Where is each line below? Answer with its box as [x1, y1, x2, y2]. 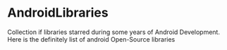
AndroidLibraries [7, 5, 109, 21]
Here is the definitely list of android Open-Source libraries [7, 35, 176, 43]
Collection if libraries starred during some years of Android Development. [7, 28, 221, 36]
